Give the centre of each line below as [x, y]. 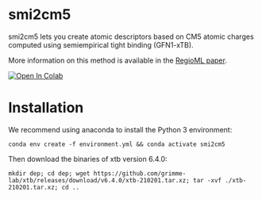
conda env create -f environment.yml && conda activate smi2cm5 [117, 144]
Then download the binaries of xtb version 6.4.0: [88, 159]
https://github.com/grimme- [140, 173]
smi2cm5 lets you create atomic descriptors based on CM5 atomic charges [131, 36]
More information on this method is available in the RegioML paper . [118, 60]
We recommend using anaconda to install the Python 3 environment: [120, 129]
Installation [46, 108]
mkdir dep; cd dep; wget [49, 173]
